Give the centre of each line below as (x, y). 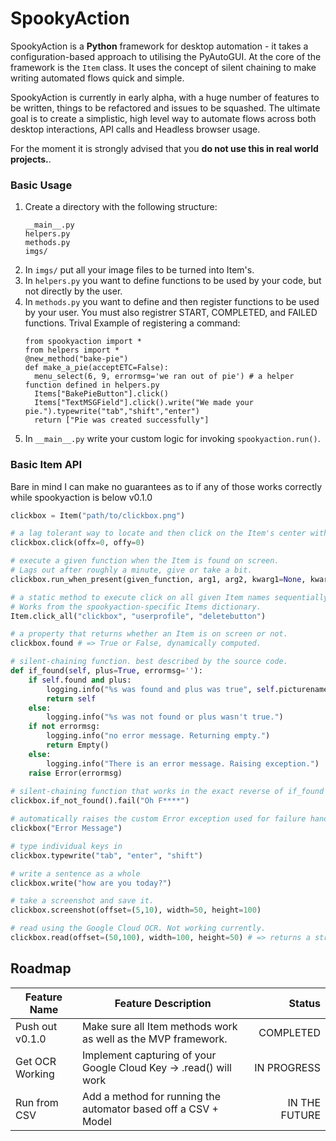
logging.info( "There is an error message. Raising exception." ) (183, 763)
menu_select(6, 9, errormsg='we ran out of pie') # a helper (164, 377)
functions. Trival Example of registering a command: (132, 323)
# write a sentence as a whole (75, 873)
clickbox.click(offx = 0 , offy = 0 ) (77, 543)
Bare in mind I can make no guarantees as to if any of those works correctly (166, 486)
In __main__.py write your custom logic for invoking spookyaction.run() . (172, 439)
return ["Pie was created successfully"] (122, 420)
